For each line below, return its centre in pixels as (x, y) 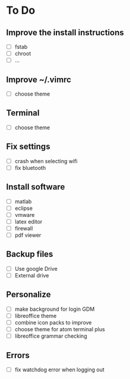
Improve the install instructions (65, 33)
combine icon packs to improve (53, 322)
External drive (32, 275)
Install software (36, 187)
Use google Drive (36, 268)
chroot (23, 54)
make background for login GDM (55, 309)
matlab (23, 201)
